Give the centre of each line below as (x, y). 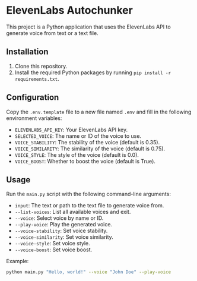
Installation (27, 52)
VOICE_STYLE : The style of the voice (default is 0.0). (77, 154)
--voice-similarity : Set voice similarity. (64, 237)
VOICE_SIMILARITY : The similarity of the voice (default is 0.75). (90, 149)
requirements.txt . (37, 78)
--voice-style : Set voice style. (52, 244)
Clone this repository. (41, 66)
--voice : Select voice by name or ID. (59, 218)
